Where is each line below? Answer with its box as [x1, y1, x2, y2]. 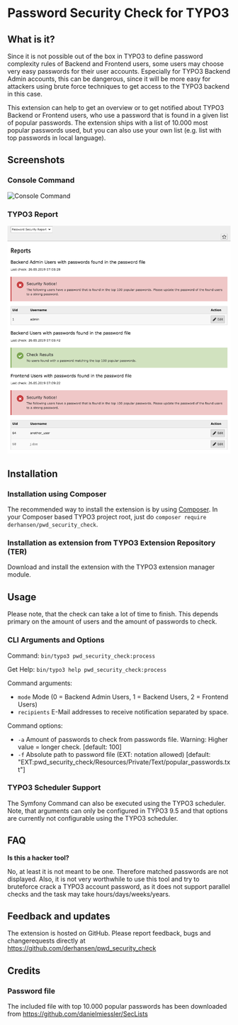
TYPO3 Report [7, 209, 59, 219]
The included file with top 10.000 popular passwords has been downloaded [7, 1002, 227, 1011]
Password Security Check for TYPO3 [7, 5, 229, 21]
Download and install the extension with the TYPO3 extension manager [7, 563, 215, 572]
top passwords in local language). [7, 133, 106, 142]
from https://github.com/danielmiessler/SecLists [7, 1009, 149, 1019]
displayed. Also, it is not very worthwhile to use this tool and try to [7, 875, 200, 883]
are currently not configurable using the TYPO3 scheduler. [7, 814, 178, 822]
